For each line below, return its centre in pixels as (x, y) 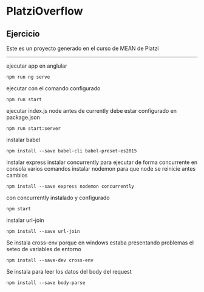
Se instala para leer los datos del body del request (69, 272)
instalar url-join (25, 220)
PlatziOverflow (45, 11)
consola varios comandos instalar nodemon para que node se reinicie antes (101, 169)
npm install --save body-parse (46, 283)
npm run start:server (34, 129)
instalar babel (23, 140)
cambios (17, 175)
